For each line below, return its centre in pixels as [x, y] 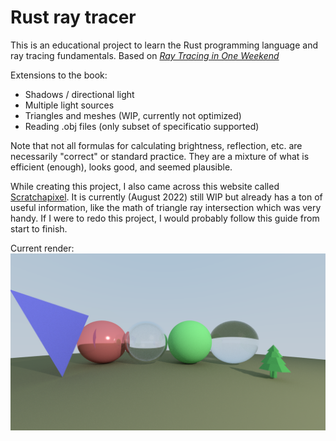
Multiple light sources [69, 105]
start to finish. [39, 228]
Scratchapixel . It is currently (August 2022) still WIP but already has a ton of [166, 197]
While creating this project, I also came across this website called [145, 186]
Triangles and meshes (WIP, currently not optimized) [133, 115]
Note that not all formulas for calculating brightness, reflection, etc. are [156, 145]
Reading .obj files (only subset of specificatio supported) [142, 126]
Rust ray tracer [73, 17]
